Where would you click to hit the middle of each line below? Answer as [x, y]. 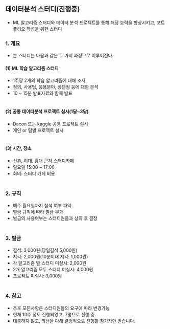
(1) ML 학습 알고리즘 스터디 [32, 68]
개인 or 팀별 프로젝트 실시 [38, 130]
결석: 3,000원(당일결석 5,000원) [45, 250]
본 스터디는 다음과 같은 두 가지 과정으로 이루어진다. [63, 56]
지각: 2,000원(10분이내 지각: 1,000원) [50, 257]
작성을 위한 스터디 [44, 29]
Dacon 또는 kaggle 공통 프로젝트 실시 [50, 124]
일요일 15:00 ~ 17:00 [34, 167]
